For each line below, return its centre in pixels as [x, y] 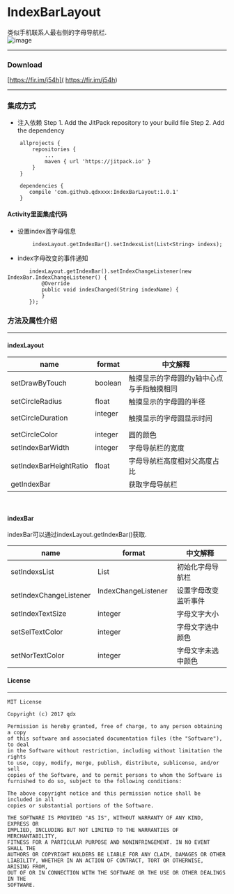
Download [25, 65]
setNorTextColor [38, 656]
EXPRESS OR [23, 824]
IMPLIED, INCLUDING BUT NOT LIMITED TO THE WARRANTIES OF [93, 830]
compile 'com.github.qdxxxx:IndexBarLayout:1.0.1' [104, 192]
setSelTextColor [37, 632]
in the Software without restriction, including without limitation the [115, 750]
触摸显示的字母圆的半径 [167, 402]
